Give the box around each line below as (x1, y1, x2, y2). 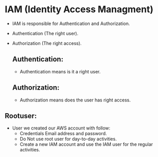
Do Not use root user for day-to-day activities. (19, 136, 117, 142)
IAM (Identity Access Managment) (5, 4, 153, 15)
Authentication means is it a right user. (19, 68, 101, 74)
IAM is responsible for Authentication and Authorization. (12, 20, 130, 27)
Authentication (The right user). (12, 30, 78, 36)
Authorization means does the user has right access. (19, 97, 131, 103)
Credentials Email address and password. (19, 130, 107, 137)
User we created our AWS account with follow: (12, 125, 111, 131)
